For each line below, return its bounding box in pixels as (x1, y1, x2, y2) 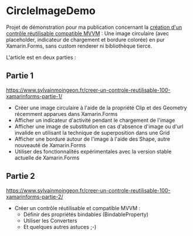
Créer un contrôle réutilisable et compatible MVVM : (14, 204, 141, 211)
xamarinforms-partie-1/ (6, 92, 63, 99)
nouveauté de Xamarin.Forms (14, 141, 86, 148)
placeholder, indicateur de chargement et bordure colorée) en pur (6, 36, 165, 43)
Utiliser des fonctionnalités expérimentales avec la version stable (14, 148, 172, 155)
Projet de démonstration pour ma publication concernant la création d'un (6, 24, 182, 31)
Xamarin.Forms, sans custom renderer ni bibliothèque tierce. (6, 42, 153, 49)
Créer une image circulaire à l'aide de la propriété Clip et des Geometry (14, 104, 187, 111)
